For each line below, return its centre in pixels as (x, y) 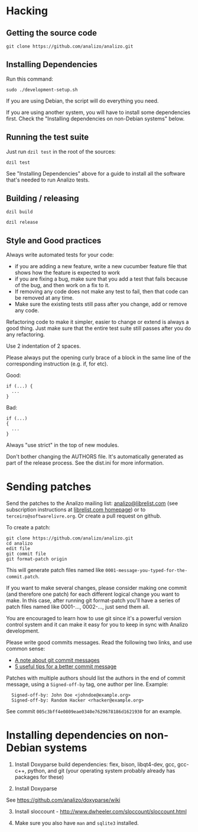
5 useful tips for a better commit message (66, 666)
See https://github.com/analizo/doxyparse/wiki (63, 800)
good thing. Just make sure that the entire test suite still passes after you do (98, 328)
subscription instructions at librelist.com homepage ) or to (76, 510)
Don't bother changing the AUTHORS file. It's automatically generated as (95, 457)
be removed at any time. (44, 298)
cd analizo (20, 544)
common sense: (26, 649)
